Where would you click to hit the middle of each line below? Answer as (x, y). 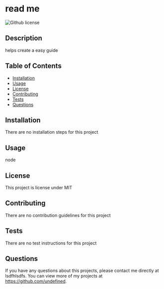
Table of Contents (34, 66)
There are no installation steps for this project (52, 132)
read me (22, 9)
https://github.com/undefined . (36, 281)
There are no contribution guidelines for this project (58, 215)
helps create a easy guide (32, 50)
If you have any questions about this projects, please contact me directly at (82, 271)
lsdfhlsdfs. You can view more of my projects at (54, 276)
